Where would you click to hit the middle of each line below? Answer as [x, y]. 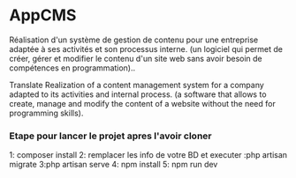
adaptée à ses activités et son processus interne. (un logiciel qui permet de [146, 48]
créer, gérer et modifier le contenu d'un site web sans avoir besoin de [136, 58]
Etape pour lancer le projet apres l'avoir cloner [110, 136]
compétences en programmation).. [72, 68]
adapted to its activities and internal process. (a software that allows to [138, 94]
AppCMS [43, 15]
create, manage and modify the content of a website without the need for [142, 103]
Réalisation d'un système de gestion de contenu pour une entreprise [134, 40]
